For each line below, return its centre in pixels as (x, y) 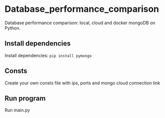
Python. (13, 28)
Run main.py (17, 110)
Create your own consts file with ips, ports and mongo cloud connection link (82, 83)
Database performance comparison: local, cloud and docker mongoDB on (80, 23)
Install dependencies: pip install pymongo (48, 55)
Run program (25, 98)
